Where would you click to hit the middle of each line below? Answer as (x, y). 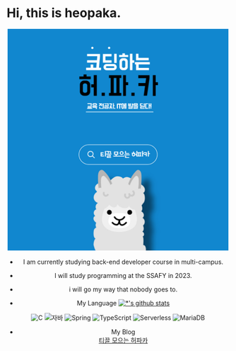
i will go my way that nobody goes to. (123, 289)
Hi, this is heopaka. (64, 13)
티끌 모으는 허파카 (123, 340)
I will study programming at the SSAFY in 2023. (123, 275)
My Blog (123, 332)
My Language (97, 303)
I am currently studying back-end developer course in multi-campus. (123, 262)
